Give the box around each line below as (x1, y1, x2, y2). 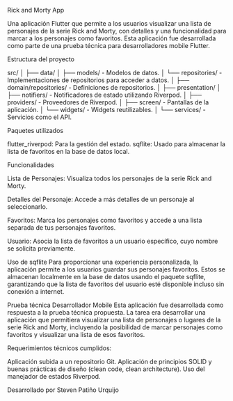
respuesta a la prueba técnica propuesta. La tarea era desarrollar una (7, 308, 207, 316)
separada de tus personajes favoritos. (7, 223, 116, 232)
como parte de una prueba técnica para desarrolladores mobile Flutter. (7, 42, 210, 49)
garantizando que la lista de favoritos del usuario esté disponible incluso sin (7, 280, 225, 288)
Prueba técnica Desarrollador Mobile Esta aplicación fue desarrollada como (7, 301, 224, 309)
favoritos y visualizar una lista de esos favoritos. (7, 331, 145, 338)
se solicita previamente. (7, 244, 75, 253)
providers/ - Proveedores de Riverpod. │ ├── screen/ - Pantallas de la (7, 98, 209, 107)
